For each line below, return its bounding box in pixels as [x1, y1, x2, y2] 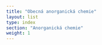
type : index [6, 19, 36, 25]
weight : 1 [6, 30, 31, 36]
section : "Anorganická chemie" [6, 25, 84, 31]
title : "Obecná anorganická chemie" [6, 8, 97, 15]
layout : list [6, 14, 39, 20]
